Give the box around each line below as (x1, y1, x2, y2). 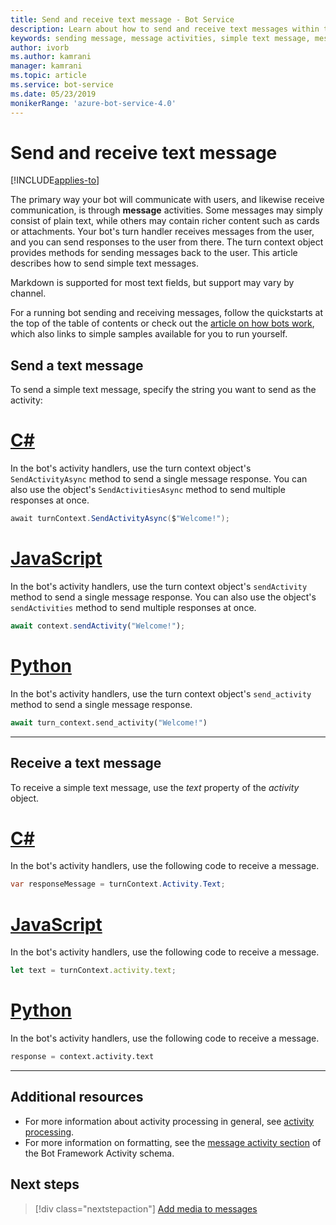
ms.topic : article (10, 71, 87, 81)
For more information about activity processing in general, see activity (24, 1115, 315, 1127)
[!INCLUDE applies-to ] (10, 174, 100, 186)
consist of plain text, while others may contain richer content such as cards (10, 215, 320, 227)
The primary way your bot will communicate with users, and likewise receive (10, 194, 325, 206)
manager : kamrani (10, 61, 83, 71)
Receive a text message (10, 755, 162, 772)
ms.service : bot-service (10, 80, 114, 90)
